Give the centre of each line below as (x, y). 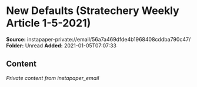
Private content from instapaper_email (53, 78)
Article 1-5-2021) (49, 23)
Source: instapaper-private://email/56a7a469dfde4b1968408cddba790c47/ (98, 39)
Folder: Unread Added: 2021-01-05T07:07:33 (61, 46)
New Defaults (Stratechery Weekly (93, 11)
